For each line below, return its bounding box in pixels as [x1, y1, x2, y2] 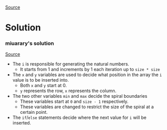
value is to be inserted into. [12, 77, 69, 83]
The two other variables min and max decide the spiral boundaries [12, 93, 147, 99]
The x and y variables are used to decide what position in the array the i [12, 72, 162, 78]
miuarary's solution [5, 40, 54, 47]
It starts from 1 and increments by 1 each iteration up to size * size [20, 67, 160, 73]
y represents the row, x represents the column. [20, 88, 117, 94]
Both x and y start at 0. [20, 83, 67, 89]
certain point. [20, 109, 48, 115]
